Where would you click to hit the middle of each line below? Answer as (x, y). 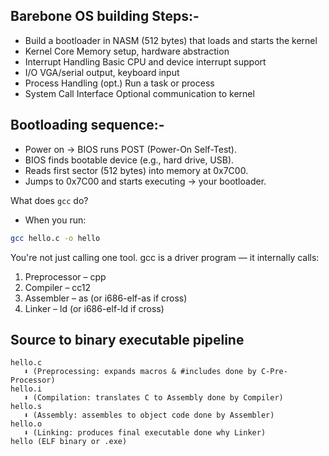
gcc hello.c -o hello (55, 238)
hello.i (26, 389)
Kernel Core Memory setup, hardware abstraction (127, 51)
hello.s (26, 407)
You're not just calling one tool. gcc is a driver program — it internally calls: (165, 257)
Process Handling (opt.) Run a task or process (119, 83)
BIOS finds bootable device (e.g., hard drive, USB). (129, 160)
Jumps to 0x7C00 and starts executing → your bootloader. (145, 181)
